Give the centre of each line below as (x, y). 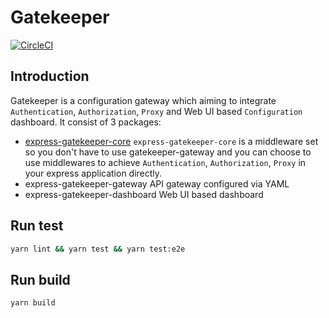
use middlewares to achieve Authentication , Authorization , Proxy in (165, 162)
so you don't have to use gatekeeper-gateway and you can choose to (168, 152)
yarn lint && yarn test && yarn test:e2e (98, 249)
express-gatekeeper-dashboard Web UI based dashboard (144, 194)
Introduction (50, 76)
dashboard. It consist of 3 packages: (86, 122)
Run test (37, 226)
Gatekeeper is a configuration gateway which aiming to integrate (143, 100)
